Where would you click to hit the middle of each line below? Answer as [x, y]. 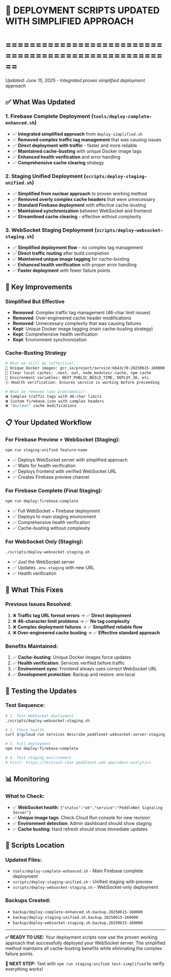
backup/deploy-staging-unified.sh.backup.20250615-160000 [75, 917]
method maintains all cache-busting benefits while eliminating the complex [84, 948]
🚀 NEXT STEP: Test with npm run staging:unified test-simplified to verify [85, 963]
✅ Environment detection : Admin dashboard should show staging [82, 823]
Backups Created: [28, 900]
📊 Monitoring [27, 779]
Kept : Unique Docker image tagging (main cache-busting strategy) [83, 329]
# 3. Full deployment [28, 744]
